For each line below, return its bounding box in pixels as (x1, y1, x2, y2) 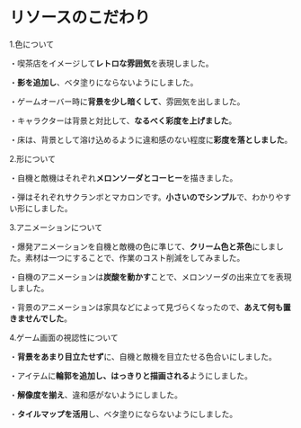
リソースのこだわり (9, 7, 151, 28)
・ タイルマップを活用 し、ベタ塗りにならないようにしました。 (9, 408, 238, 419)
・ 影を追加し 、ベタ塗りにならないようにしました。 (9, 76, 199, 87)
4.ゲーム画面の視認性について (9, 332, 119, 343)
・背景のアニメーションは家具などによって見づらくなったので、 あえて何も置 (9, 301, 292, 312)
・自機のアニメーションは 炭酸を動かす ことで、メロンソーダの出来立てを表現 (9, 271, 292, 282)
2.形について (9, 153, 57, 164)
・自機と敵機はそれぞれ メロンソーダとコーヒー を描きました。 (9, 172, 238, 183)
